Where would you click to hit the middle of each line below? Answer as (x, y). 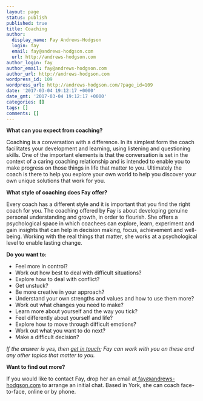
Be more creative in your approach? (60, 292)
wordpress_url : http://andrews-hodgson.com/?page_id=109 (80, 85)
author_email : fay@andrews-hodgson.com (57, 68)
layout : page (23, 12)
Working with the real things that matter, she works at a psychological (110, 236)
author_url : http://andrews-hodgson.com (58, 74)
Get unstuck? (32, 286)
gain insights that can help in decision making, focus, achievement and (95, 230)
